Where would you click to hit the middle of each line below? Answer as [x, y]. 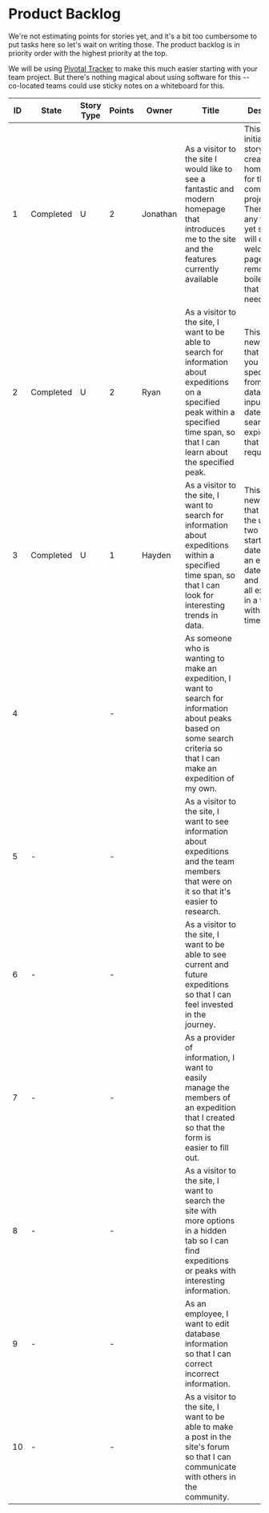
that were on [208, 881]
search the [205, 1200]
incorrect [202, 1374]
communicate [211, 1467]
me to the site [210, 239]
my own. [201, 788]
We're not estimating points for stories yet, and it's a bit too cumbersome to [133, 36]
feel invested [209, 1004]
